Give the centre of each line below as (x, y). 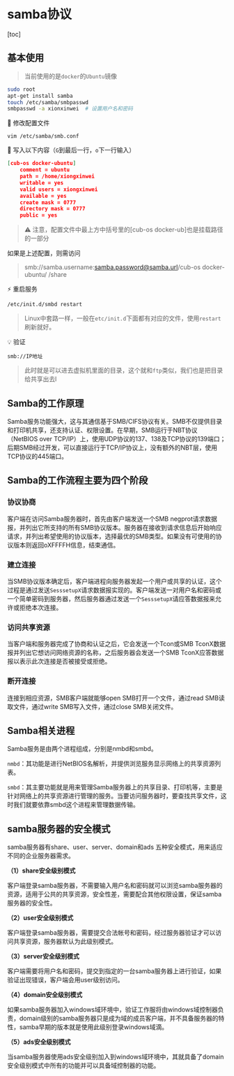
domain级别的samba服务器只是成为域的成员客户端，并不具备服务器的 (119, 1019)
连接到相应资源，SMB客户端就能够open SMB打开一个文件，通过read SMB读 (116, 698)
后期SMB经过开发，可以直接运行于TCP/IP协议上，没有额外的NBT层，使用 (112, 447)
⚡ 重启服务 (23, 289)
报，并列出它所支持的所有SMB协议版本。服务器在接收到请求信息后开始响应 (115, 527)
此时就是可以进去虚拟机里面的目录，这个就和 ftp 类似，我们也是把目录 (124, 371)
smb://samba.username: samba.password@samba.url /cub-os (112, 267)
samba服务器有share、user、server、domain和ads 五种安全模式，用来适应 (115, 847)
